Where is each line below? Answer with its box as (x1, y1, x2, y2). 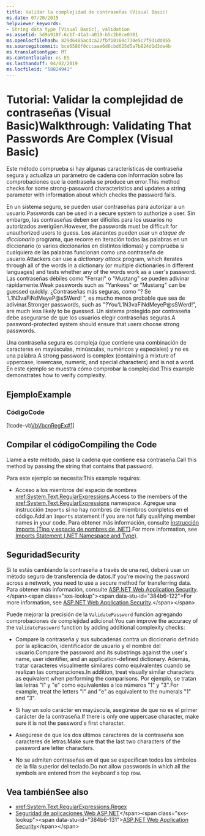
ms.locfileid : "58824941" (6, 66, 72, 72)
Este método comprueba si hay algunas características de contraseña (6, 165, 182, 173)
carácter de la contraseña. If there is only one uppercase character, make (15, 713, 199, 720)
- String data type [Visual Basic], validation (6, 26, 130, 33)
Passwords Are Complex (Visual (6, 131, 173, 146)
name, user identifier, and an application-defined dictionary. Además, (15, 655, 190, 662)
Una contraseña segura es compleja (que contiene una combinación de (6, 339, 187, 346)
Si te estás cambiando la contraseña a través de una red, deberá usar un (6, 566, 190, 573)
